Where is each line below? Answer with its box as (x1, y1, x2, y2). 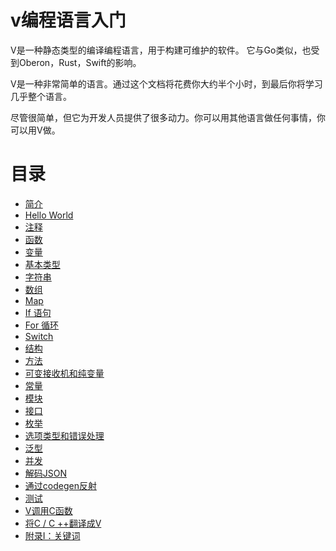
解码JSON (24, 467, 68, 479)
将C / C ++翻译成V (24, 517, 102, 529)
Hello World (24, 209, 74, 221)
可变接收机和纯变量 (24, 367, 105, 379)
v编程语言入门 (10, 9, 127, 32)
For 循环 (24, 319, 60, 331)
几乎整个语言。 (10, 90, 72, 102)
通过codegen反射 (24, 479, 97, 491)
